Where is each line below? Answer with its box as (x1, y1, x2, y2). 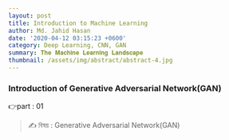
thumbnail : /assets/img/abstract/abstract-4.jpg (8, 57, 173, 65)
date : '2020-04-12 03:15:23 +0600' (8, 34, 127, 42)
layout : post (8, 11, 52, 20)
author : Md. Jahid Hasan (8, 26, 91, 34)
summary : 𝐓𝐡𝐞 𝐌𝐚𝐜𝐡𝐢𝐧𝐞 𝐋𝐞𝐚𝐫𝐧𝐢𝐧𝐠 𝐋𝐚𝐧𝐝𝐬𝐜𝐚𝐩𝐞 (8, 49, 144, 57)
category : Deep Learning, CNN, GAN (8, 42, 127, 50)
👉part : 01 (8, 102, 44, 111)
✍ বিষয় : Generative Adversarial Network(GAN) (27, 121, 180, 130)
